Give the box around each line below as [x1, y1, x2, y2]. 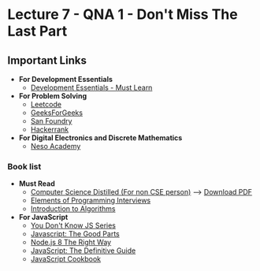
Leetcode [30, 100, 62, 109]
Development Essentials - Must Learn [30, 83, 153, 92]
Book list [7, 161, 42, 172]
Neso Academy [30, 142, 81, 150]
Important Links [7, 54, 87, 67]
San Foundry [30, 117, 72, 125]
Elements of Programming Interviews [30, 195, 151, 206]
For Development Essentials [18, 75, 113, 84]
